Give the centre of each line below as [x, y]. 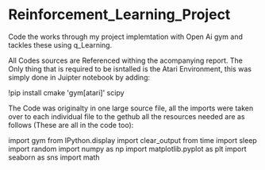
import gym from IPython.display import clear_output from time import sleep [133, 140]
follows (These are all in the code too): [71, 125]
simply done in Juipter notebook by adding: [79, 77]
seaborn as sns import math [54, 157]
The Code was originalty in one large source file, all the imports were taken [131, 108]
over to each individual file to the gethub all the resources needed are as [127, 116]
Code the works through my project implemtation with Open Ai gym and [126, 37]
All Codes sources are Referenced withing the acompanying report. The [126, 60]
